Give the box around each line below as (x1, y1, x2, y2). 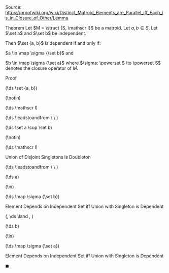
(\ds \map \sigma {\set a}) (5, 243, 60, 249)
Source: (5, 4, 22, 10)
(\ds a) (5, 174, 19, 180)
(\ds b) (5, 223, 19, 229)
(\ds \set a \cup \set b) (5, 124, 52, 131)
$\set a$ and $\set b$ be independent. (5, 30, 86, 37)
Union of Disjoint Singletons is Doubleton (5, 154, 91, 160)
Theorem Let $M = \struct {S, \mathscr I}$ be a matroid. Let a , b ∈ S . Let (5, 25, 158, 31)
